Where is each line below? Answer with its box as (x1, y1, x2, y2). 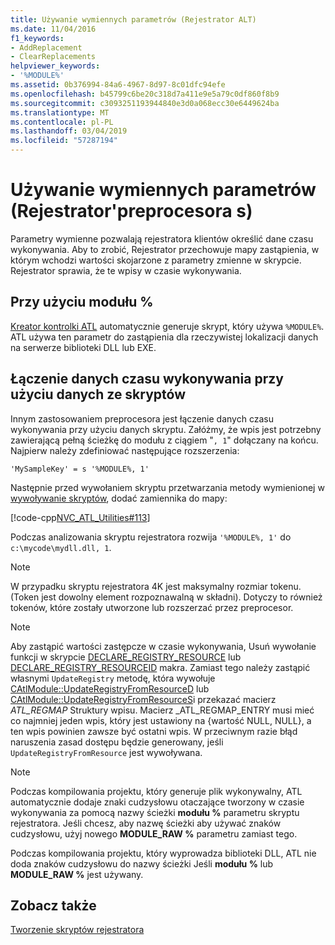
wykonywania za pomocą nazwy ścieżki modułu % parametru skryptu (10, 806, 300, 818)
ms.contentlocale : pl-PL (10, 117, 114, 127)
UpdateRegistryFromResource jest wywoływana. (10, 746, 203, 758)
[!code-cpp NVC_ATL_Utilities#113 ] (10, 511, 151, 523)
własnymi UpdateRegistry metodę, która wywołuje (10, 672, 216, 684)
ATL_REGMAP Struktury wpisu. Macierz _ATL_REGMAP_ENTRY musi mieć (10, 704, 315, 716)
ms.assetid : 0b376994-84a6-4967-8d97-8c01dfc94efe (10, 80, 226, 90)
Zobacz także (10, 897, 97, 914)
